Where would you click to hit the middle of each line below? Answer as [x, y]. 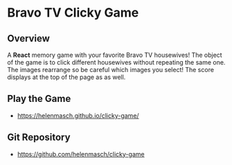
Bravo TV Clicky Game [73, 13]
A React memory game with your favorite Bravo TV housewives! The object [115, 55]
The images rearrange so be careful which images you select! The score [111, 70]
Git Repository [39, 138]
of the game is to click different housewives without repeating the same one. [116, 62]
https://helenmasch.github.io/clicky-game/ [78, 115]
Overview [29, 38]
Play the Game [39, 99]
